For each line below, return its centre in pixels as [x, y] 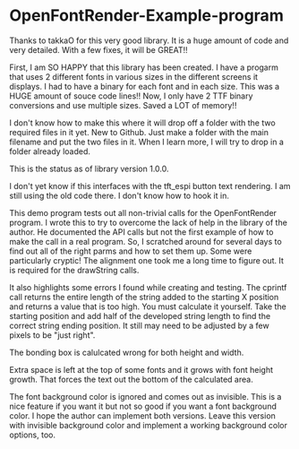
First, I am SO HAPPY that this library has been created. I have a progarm [144, 67]
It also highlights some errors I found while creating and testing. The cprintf [148, 287]
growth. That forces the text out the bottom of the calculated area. [131, 379]
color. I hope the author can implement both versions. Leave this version [142, 415]
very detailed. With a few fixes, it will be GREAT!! [98, 49]
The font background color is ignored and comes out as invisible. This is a [145, 396]
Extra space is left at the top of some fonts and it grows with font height [141, 369]
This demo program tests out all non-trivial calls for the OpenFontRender [143, 212]
